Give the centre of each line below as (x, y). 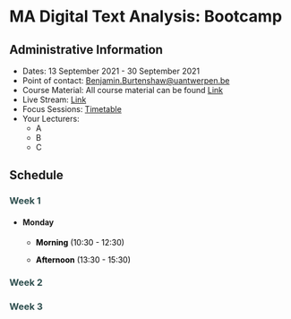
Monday (38, 222)
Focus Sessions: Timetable (72, 109)
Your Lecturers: (51, 119)
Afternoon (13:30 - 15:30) (83, 259)
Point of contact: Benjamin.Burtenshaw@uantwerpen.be (126, 81)
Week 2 (26, 282)
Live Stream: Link (54, 99)
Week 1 (26, 201)
